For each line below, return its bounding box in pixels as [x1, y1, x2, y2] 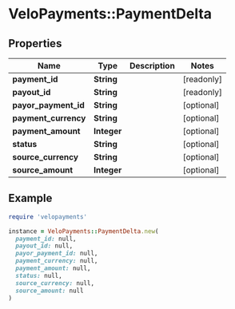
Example [8, 192, 53, 205]
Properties [8, 37, 62, 50]
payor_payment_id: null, [15, 249, 98, 258]
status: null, [15, 271, 62, 279]
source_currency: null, [15, 279, 94, 287]
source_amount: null [15, 287, 84, 295]
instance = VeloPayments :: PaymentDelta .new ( [8, 227, 159, 236]
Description [129, 61, 176, 71]
